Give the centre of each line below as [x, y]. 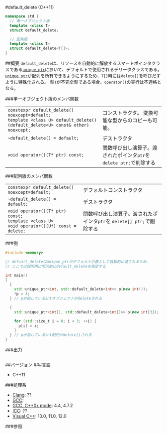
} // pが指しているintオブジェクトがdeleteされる [56, 298]
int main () [16, 275]
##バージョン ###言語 [28, 365]
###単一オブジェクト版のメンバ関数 [42, 99]
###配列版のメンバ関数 [29, 176]
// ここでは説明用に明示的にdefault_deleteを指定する [55, 266]
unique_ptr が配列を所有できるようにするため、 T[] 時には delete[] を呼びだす [83, 76]
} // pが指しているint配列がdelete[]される [51, 335]
